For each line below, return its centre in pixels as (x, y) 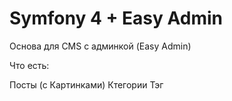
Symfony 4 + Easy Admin (116, 18)
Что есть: (29, 65)
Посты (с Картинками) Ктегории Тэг (86, 84)
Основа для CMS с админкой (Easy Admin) (100, 46)
